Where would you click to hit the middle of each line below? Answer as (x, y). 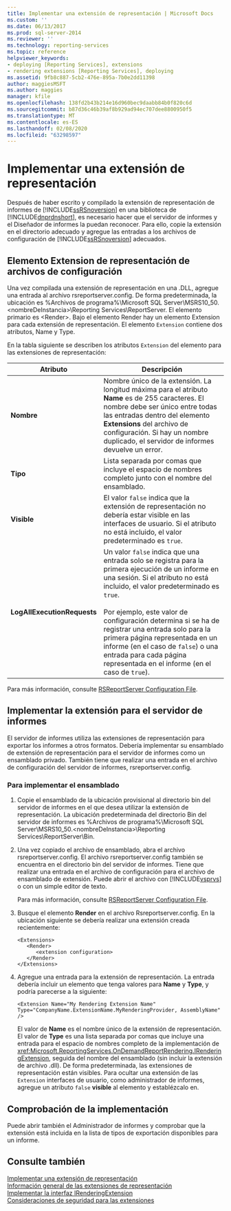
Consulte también (46, 1162)
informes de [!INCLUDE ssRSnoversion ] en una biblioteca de (92, 210)
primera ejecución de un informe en (161, 569)
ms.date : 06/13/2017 (37, 26)
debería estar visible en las (147, 515)
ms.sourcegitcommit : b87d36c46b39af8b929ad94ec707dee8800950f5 (100, 109)
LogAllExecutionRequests (54, 612)
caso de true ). (126, 672)
